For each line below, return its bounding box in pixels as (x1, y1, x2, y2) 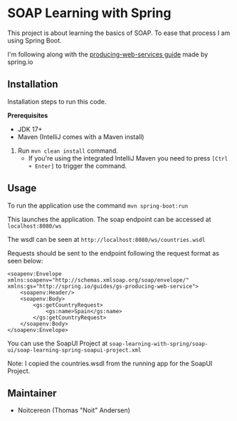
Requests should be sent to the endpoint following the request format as (7, 248, 219, 258)
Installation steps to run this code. (7, 97, 107, 106)
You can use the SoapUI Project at (7, 339, 108, 348)
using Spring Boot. (7, 36, 62, 44)
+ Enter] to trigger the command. (28, 161, 127, 170)
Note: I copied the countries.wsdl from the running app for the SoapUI (7, 359, 213, 367)
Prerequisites (7, 111, 48, 119)
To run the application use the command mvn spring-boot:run (7, 201, 189, 210)
